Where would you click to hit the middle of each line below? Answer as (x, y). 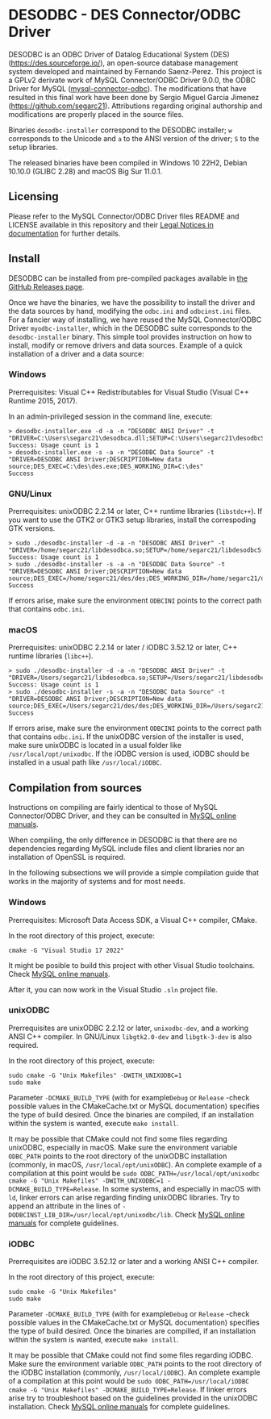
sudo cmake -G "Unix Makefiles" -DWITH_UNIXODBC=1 (95, 1075)
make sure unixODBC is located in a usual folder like (95, 745)
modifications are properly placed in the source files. (96, 114)
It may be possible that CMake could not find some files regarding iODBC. (131, 1355)
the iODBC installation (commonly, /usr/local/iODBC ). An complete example (134, 1372)
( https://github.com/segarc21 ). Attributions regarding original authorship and (135, 106)
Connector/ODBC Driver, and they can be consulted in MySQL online (122, 816)
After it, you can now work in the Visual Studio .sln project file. (113, 989)
